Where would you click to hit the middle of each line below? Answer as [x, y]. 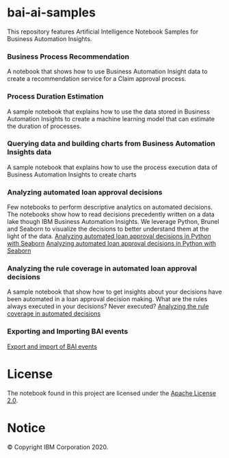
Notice [26, 428]
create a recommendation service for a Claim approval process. [97, 79]
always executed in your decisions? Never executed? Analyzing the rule [108, 307]
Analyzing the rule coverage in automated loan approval [102, 268]
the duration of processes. [44, 126]
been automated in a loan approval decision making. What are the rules [107, 299]
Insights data [29, 152]
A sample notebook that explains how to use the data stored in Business [109, 112]
